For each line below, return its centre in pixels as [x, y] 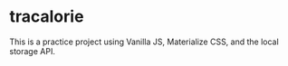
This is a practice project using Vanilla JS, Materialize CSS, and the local [144, 42]
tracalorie [47, 17]
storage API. [33, 51]
